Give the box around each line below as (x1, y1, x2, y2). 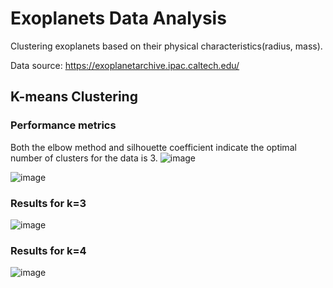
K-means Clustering (10, 88, 138, 106)
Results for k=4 (10, 243, 87, 257)
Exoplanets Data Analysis (10, 7, 227, 30)
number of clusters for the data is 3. (10, 152, 158, 164)
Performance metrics (10, 118, 117, 132)
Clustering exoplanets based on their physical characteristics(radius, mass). (10, 40, 323, 52)
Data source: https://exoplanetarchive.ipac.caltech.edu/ (10, 59, 240, 71)
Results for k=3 (10, 196, 87, 210)
